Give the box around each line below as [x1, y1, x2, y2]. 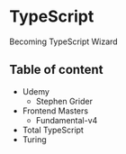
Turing [22, 133, 47, 145]
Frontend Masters [22, 105, 88, 116]
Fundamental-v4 [35, 114, 98, 125]
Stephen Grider [35, 95, 93, 106]
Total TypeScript [22, 124, 84, 135]
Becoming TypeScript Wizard [9, 36, 119, 47]
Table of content [9, 62, 103, 77]
